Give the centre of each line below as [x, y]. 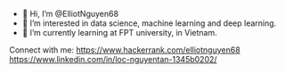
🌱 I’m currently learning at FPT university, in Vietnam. [120, 32]
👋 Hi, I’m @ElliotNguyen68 [70, 14]
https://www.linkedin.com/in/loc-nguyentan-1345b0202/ [113, 59]
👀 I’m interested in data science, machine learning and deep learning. [149, 23]
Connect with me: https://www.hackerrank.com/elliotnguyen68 [125, 50]
